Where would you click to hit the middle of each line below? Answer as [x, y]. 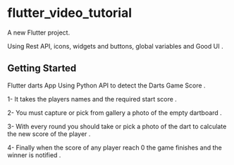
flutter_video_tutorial [70, 13]
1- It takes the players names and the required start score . [92, 99]
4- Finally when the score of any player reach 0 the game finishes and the [115, 147]
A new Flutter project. [39, 32]
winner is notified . [34, 155]
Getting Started [42, 68]
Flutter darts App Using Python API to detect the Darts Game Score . [106, 85]
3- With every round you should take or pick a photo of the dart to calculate [117, 126]
